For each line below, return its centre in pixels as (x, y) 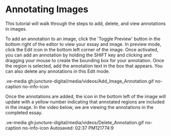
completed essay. (24, 113)
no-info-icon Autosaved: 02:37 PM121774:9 (68, 128)
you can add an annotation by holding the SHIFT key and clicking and (79, 55)
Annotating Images (47, 9)
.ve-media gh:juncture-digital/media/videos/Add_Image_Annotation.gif (80, 81)
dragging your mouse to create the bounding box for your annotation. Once (85, 60)
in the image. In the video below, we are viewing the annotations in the (79, 107)
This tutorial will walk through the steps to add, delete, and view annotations (85, 23)
